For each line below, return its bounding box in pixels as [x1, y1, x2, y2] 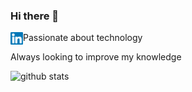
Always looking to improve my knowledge [10, 51, 182, 63]
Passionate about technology [23, 32, 143, 44]
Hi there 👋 [10, 9, 60, 23]
